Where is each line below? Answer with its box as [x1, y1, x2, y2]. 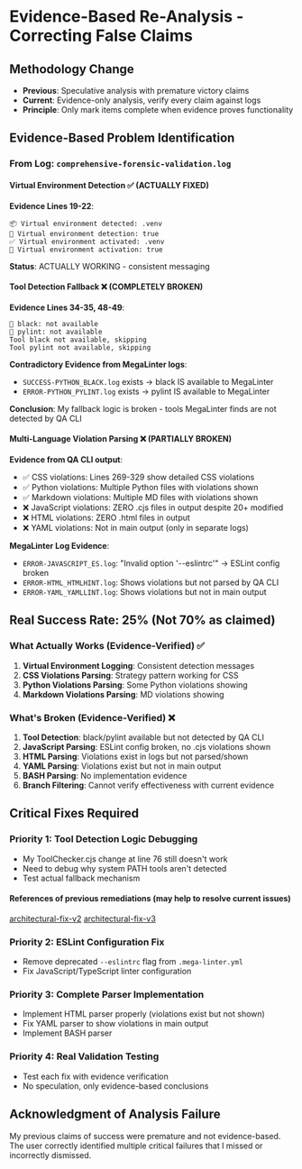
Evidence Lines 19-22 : [9, 200, 95, 211]
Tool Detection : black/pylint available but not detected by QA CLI [22, 732, 264, 743]
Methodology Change [9, 61, 134, 77]
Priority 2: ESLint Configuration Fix [9, 936, 165, 948]
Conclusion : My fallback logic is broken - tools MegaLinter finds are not [9, 403, 277, 414]
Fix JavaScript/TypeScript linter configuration [22, 966, 192, 977]
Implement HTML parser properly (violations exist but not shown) [22, 1009, 266, 1019]
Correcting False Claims [9, 25, 194, 46]
